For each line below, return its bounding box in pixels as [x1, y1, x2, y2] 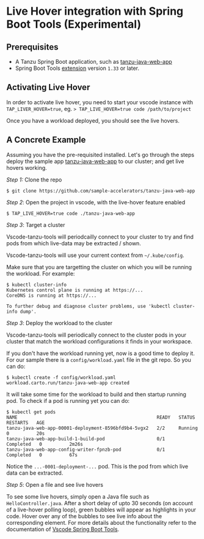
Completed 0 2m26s [6, 441, 84, 447]
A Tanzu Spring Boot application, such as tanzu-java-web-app [15, 58, 172, 65]
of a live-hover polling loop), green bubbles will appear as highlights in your [6, 506, 197, 513]
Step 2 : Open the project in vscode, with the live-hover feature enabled [6, 198, 186, 206]
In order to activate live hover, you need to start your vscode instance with [6, 98, 194, 105]
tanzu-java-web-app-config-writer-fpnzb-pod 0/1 [6, 446, 166, 453]
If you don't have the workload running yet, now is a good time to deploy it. [6, 350, 195, 357]
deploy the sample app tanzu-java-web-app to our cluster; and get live [6, 158, 184, 165]
